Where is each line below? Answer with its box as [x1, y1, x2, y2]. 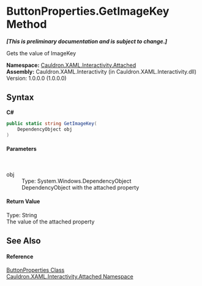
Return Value [6, 198, 40, 205]
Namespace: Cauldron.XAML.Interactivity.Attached [6, 61, 137, 69]
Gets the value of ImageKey [6, 49, 77, 56]
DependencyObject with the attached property [21, 184, 140, 191]
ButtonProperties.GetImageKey [6, 4, 170, 18]
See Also [6, 236, 41, 246]
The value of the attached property [6, 218, 95, 225]
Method [6, 17, 47, 31]
